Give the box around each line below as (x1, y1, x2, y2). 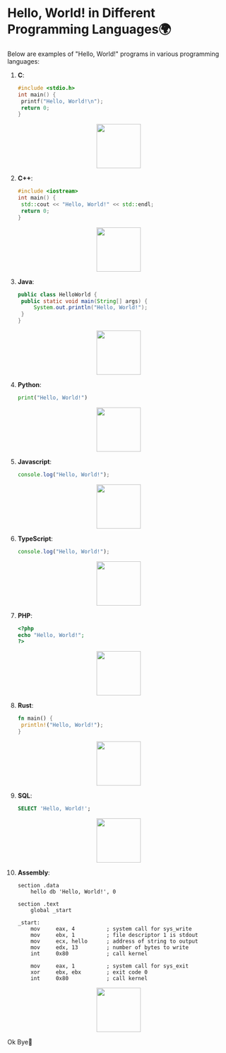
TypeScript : (17, 534, 53, 543)
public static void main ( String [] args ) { (20, 297, 148, 305)
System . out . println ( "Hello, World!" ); (33, 304, 148, 311)
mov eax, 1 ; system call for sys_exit (30, 962, 189, 969)
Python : (17, 381, 42, 389)
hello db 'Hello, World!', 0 (30, 888, 117, 895)
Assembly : (17, 868, 51, 877)
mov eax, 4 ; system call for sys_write (30, 925, 192, 932)
